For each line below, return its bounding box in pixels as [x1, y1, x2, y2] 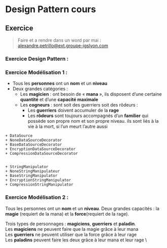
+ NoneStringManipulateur [5, 169, 60, 174]
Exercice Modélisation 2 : [5, 194, 69, 201]
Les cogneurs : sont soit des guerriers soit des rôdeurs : [20, 102, 138, 108]
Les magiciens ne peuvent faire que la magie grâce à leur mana [5, 226, 139, 232]
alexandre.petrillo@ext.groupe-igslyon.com [17, 43, 108, 49]
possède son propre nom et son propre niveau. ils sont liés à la [27, 118, 159, 124]
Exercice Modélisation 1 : [5, 68, 68, 76]
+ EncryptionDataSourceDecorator [5, 147, 76, 152]
